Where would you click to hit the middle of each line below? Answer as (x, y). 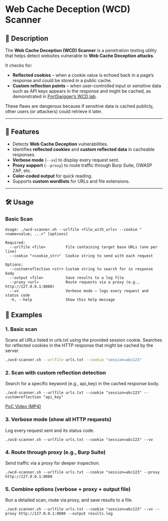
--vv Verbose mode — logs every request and (79, 291)
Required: (15, 242)
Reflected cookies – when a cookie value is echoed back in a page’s (83, 75)
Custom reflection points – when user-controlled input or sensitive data (87, 86)
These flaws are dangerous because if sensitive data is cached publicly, (79, 106)
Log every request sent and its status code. (50, 430)
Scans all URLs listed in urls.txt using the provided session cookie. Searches (84, 340)
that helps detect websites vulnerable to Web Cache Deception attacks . (80, 56)
